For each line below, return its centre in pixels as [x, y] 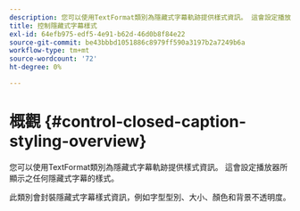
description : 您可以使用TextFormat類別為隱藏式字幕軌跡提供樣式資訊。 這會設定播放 [150, 17]
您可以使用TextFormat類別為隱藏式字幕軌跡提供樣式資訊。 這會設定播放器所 [149, 166]
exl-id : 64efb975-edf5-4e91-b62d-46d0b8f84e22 [97, 34]
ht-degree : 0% [36, 68]
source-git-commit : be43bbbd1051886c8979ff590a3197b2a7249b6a [127, 42]
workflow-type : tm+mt [50, 51]
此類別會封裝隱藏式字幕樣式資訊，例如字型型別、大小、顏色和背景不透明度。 [150, 197]
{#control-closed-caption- [146, 122]
